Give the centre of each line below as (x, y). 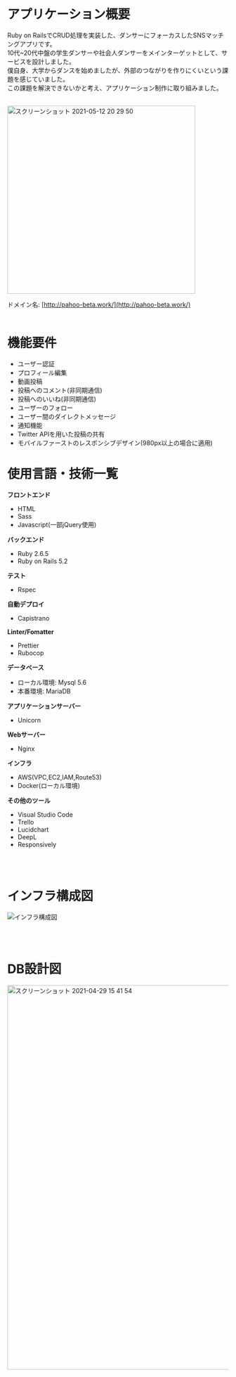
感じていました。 (44, 79)
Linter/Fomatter (31, 632)
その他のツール (29, 800)
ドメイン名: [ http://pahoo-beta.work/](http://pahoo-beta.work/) (99, 304)
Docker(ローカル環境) (49, 785)
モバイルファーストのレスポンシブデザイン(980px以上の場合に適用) (115, 443)
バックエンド (26, 539)
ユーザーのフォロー (45, 408)
